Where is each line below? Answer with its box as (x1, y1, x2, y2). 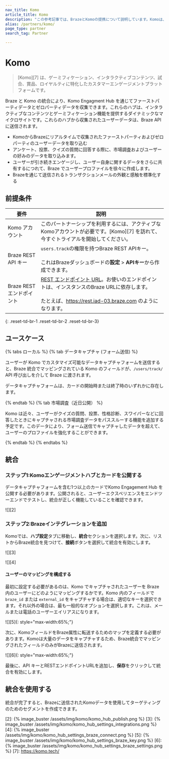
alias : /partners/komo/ (5, 21, 55, 27)
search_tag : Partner (5, 31, 49, 36)
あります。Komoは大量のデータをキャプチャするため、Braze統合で (5, 635, 143, 642)
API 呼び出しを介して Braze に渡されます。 (5, 372, 94, 378)
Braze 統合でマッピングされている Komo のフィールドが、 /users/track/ (14, 365, 163, 371)
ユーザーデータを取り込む (34, 140, 88, 146)
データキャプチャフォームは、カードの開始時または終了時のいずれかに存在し (5, 383, 164, 389)
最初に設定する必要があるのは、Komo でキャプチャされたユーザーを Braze (5, 583, 159, 589)
